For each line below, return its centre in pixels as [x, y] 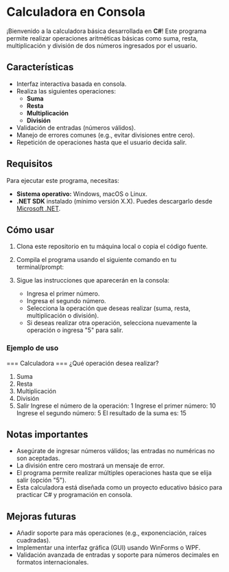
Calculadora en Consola [76, 12]
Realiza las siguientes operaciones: [66, 91]
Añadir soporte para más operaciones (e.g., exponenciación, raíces [111, 533]
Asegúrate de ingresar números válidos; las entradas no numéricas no [116, 451]
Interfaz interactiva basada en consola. [71, 84]
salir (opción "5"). [41, 480]
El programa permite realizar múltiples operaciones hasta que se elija [114, 473]
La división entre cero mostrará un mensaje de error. [91, 465]
